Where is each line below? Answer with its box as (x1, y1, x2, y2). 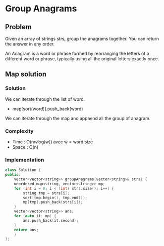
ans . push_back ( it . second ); (23, 218, 79, 223)
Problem (5, 23, 32, 31)
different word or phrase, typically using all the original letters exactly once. (5, 56, 160, 62)
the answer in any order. (5, 41, 55, 47)
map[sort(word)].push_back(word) (12, 106, 83, 112)
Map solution (5, 70, 47, 79)
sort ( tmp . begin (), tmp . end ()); (23, 195, 88, 200)
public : (5, 172, 21, 177)
